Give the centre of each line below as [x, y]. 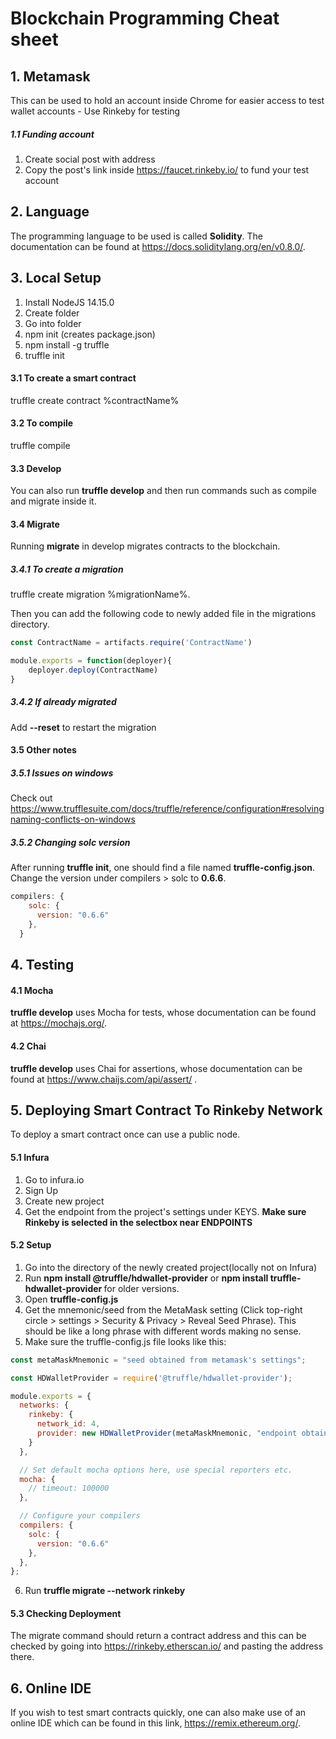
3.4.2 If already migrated [63, 702]
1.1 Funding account [52, 134]
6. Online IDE [51, 1688]
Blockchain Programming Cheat [145, 18]
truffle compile [40, 445]
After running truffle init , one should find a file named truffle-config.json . [163, 868]
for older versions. [141, 1288]
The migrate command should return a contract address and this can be [158, 1636]
